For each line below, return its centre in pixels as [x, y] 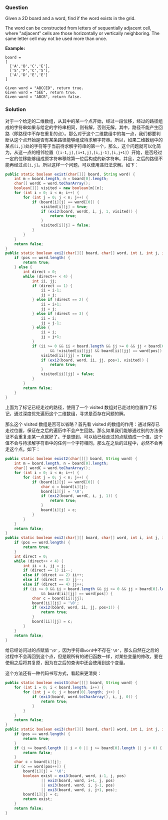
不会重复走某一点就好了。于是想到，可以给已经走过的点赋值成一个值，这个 [86, 437]
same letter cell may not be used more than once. [56, 38]
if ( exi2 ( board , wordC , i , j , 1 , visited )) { [89, 211]
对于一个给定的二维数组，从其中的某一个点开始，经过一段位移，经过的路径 [82, 121]
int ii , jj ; [44, 281]
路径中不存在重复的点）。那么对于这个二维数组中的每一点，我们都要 [87, 133]
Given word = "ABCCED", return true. [44, 88]
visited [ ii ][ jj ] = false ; [68, 374]
